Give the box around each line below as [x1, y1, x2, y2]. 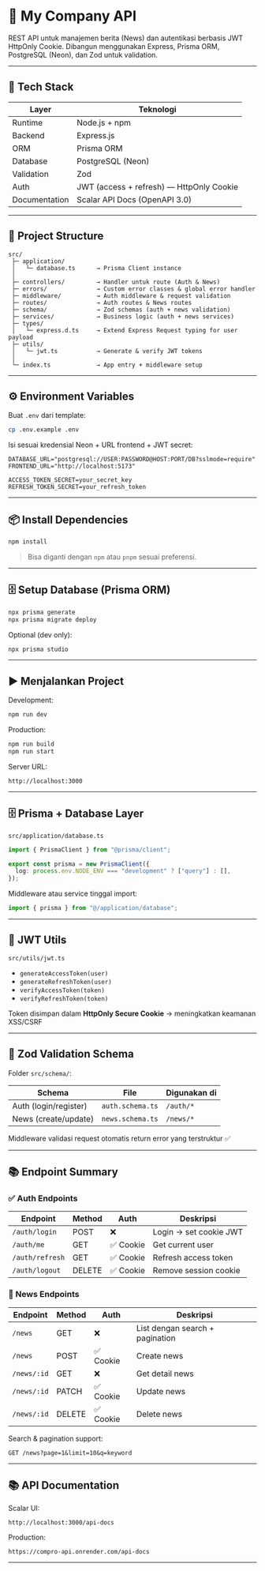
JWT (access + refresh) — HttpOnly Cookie [77, 181, 239, 192]
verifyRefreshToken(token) [19, 994, 109, 1002]
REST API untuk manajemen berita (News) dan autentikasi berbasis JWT [8, 33, 244, 43]
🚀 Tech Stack [8, 81, 74, 94]
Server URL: [8, 761, 47, 771]
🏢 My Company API [8, 7, 136, 25]
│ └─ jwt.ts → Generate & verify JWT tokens [11, 347, 203, 355]
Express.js [77, 130, 115, 141]
